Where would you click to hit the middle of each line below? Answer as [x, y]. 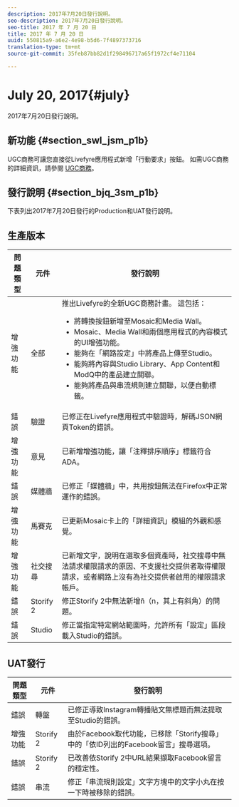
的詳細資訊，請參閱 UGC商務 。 [53, 168]
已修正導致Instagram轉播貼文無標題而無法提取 [145, 710]
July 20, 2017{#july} [69, 95]
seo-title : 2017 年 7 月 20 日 [52, 27]
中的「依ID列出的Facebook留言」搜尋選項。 [141, 744]
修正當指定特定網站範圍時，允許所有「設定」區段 [144, 625]
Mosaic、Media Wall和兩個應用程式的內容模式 [150, 332]
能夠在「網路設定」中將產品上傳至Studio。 [145, 354]
